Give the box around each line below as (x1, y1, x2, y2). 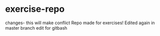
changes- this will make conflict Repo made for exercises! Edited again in (5, 20, 155, 26)
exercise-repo (5, 3, 65, 15)
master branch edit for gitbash (5, 25, 68, 31)
